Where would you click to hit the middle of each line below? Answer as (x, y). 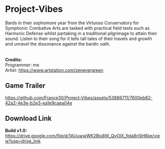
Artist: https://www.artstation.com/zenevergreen (54, 70)
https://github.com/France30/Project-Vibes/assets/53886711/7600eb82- (79, 98)
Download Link (28, 119)
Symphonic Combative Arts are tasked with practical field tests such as (78, 28)
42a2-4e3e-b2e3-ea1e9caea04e (39, 103)
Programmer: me (22, 65)
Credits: (14, 59)
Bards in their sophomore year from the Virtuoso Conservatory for (72, 23)
